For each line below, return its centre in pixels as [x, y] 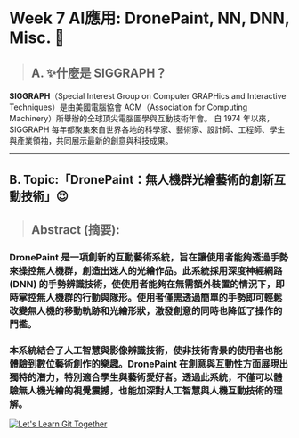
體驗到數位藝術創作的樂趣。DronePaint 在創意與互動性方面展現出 [149, 364]
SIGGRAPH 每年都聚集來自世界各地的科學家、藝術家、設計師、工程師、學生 [147, 129]
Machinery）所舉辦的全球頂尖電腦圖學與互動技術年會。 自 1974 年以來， [142, 118]
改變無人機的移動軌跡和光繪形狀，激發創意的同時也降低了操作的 [146, 310]
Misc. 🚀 [37, 38]
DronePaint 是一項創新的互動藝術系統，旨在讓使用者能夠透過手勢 [149, 257]
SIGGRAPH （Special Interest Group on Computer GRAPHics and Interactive [148, 96]
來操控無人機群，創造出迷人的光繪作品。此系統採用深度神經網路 [146, 270]
